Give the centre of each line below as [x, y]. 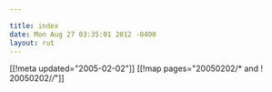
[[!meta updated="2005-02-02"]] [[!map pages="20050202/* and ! [136, 68]
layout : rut [32, 43]
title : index [34, 26]
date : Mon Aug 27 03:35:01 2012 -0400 [83, 34]
